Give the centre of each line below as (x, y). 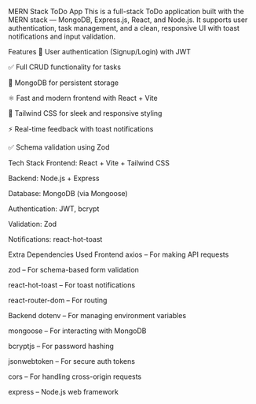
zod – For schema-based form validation (74, 270)
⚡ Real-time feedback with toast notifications (81, 129)
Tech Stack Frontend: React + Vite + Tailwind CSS (89, 163)
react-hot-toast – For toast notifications (72, 285)
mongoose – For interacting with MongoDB (77, 331)
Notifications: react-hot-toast (55, 239)
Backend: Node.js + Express (54, 178)
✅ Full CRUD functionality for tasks (65, 67)
